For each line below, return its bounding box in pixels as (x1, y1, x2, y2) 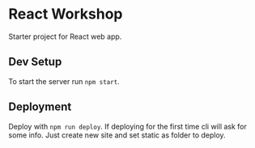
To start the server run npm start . (8, 76, 120, 86)
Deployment (8, 100, 72, 114)
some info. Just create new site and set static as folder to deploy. (8, 130, 226, 140)
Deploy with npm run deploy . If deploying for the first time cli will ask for (8, 121, 247, 131)
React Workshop (8, 5, 123, 23)
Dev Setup (8, 55, 62, 69)
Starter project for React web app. (8, 32, 122, 41)
